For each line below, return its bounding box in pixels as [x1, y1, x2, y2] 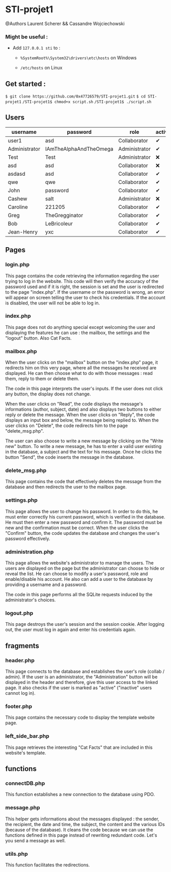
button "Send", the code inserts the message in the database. [5, 454, 135, 460]
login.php [5, 261, 30, 268]
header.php [5, 656, 35, 664]
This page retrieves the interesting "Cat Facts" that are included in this [5, 744, 153, 750]
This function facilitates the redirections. [5, 862, 90, 868]
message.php [5, 804, 40, 811]
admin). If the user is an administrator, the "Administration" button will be [5, 674, 158, 680]
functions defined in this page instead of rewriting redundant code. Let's [5, 832, 157, 838]
